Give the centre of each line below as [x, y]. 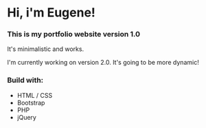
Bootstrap [31, 103]
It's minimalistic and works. [46, 49]
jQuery [26, 117]
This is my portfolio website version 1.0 [74, 34]
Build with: [25, 81]
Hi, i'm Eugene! [51, 13]
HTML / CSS [35, 95]
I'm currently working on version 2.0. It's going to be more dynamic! [103, 63]
